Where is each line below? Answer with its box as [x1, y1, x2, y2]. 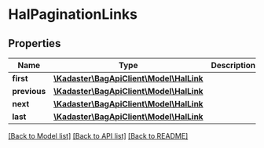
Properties [8, 37, 61, 50]
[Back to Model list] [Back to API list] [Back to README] [8, 132, 189, 140]
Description [211, 60, 256, 70]
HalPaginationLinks [8, 5, 137, 23]
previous [12, 86, 46, 96]
